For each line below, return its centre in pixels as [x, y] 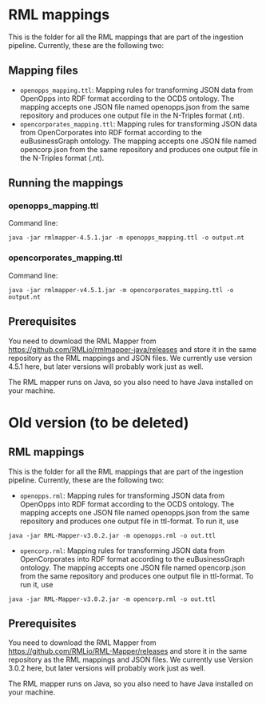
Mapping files [43, 71]
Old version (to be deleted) [99, 423]
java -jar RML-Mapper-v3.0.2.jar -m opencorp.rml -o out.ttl [112, 599]
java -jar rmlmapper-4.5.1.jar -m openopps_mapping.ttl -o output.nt [127, 238]
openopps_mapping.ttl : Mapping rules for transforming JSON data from [136, 90]
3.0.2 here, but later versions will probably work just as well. [107, 668]
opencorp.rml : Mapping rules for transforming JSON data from [122, 551]
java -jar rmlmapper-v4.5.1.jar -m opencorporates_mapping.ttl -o [121, 290]
